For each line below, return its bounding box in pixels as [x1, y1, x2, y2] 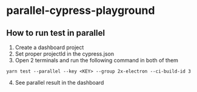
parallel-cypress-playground [6, 4, 155, 18]
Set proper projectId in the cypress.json [15, 50, 114, 57]
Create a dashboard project [15, 44, 84, 51]
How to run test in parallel [6, 28, 105, 38]
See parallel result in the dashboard [15, 79, 104, 86]
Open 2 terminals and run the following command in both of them [15, 57, 179, 64]
